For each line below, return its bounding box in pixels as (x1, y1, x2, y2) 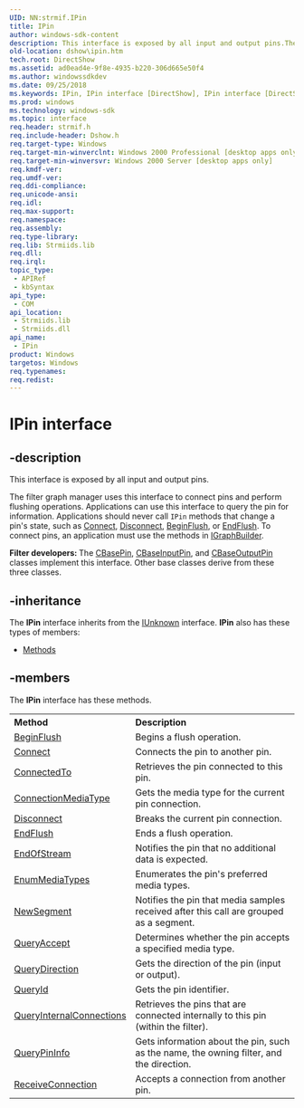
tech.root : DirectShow (9, 55, 95, 64)
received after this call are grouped (135, 904, 284, 917)
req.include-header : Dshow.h (9, 131, 119, 140)
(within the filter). (135, 1020, 209, 1033)
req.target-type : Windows (9, 139, 107, 148)
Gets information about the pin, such (135, 1035, 290, 1047)
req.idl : (9, 198, 43, 208)
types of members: (9, 626, 81, 638)
